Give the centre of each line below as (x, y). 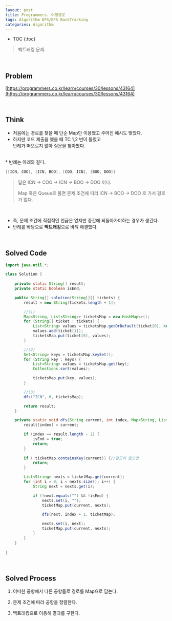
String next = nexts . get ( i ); (64, 486)
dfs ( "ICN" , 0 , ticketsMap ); (53, 397)
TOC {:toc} (24, 39)
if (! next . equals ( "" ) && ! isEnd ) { (71, 496)
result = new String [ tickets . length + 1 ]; (70, 303)
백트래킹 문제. (32, 50)
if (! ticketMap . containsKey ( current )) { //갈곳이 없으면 (81, 458)
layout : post (19, 10)
